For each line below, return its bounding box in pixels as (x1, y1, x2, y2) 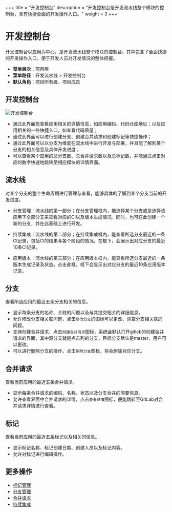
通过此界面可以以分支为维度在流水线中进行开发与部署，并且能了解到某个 (12, 140, 165, 146)
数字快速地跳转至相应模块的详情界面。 (21, 159, 103, 165)
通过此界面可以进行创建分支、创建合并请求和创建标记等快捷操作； (12, 133, 152, 139)
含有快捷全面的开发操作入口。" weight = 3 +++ (18, 11, 118, 17)
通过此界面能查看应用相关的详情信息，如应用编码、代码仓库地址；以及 (12, 120, 161, 127)
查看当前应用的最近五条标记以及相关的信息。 (5, 434, 100, 440)
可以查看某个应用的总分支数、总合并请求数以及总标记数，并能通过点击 (12, 153, 161, 159)
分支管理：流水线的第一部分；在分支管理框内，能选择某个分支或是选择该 (12, 207, 165, 214)
